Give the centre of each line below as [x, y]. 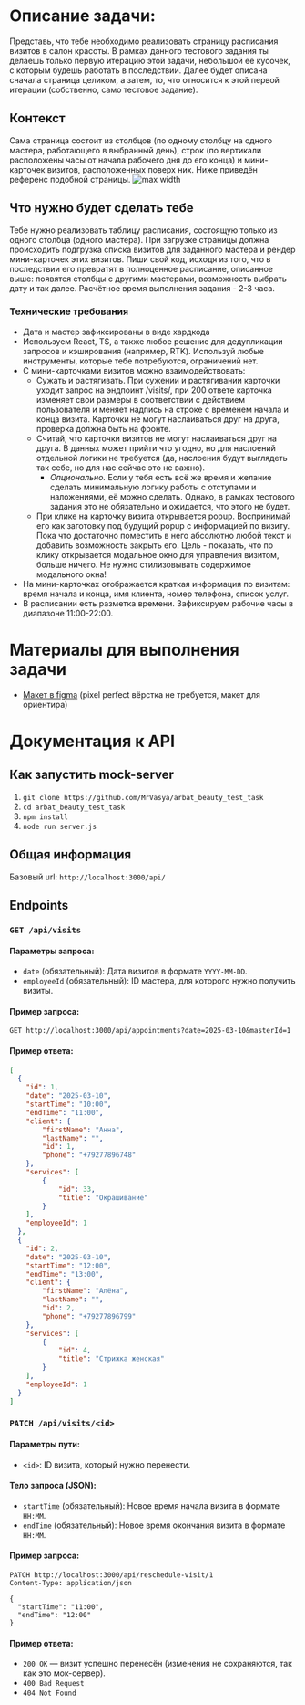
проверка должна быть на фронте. [103, 428]
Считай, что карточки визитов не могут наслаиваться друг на [157, 438]
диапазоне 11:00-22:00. [68, 613]
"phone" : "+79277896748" [89, 1155]
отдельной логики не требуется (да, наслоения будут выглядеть [162, 458]
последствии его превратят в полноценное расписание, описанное [142, 268]
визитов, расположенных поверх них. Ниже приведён [152, 169]
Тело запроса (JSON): [53, 1486]
